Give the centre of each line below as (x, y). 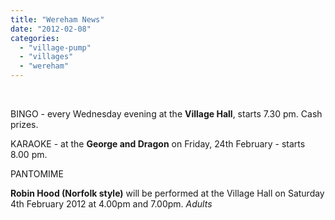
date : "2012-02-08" (51, 29)
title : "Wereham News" (57, 19)
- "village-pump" (55, 47)
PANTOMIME (37, 174)
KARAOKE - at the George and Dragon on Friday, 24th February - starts (158, 144)
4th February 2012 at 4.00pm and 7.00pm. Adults (111, 204)
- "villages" (46, 57)
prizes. (24, 124)
